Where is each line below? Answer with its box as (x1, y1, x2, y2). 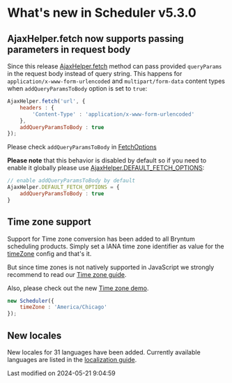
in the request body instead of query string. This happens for (7, 70, 183, 77)
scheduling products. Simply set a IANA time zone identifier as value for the (7, 242, 224, 250)
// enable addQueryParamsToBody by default (7, 177, 136, 184)
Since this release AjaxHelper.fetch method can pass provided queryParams (7, 62, 222, 70)
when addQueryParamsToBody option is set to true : (7, 84, 148, 92)
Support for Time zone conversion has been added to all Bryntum (7, 234, 195, 243)
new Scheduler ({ (7, 297, 54, 304)
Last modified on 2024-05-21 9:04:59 (7, 369, 116, 377)
